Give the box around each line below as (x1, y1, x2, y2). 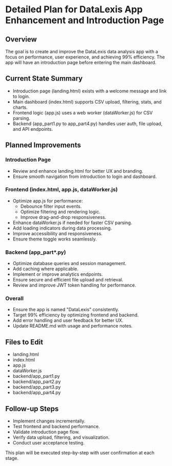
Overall (5, 295, 24, 302)
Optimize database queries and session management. (12, 260, 126, 267)
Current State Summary (5, 74, 83, 83)
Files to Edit (5, 337, 44, 347)
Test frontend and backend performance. (12, 423, 100, 430)
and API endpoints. (12, 126, 53, 132)
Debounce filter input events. (20, 203, 82, 209)
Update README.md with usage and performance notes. (12, 323, 133, 329)
